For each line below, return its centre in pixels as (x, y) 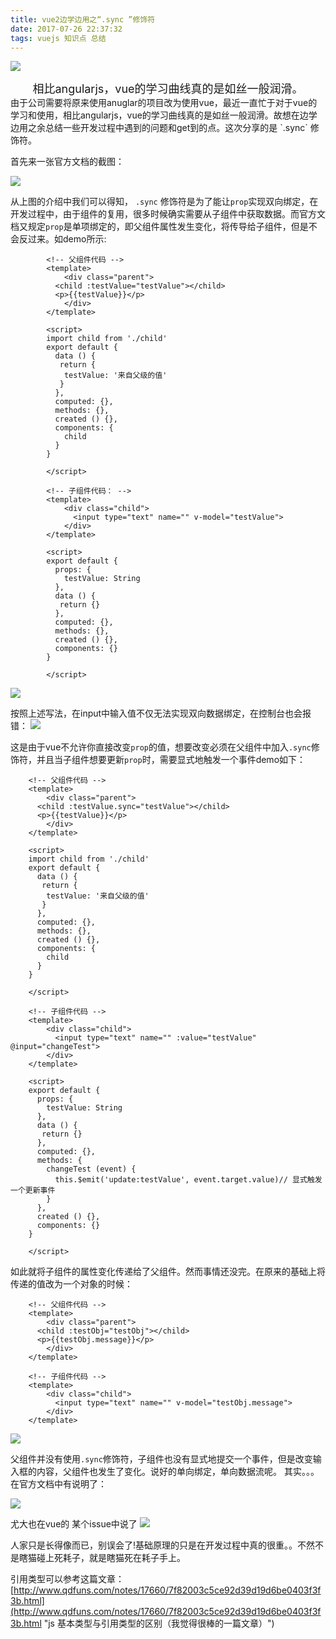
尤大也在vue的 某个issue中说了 (74, 1524)
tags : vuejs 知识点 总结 (58, 38)
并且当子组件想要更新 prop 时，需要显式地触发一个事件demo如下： (171, 760)
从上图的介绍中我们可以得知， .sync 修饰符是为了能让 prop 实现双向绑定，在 (164, 202)
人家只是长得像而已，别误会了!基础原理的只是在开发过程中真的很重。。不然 (163, 1545)
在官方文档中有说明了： (58, 1484)
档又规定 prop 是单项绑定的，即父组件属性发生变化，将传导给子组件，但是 (159, 227)
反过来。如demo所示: (62, 239)
